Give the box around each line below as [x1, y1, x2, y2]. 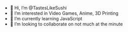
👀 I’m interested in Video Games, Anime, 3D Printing [10, 10, 119, 16]
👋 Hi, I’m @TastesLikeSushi [10, 5, 67, 11]
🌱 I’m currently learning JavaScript [10, 16, 82, 21]
